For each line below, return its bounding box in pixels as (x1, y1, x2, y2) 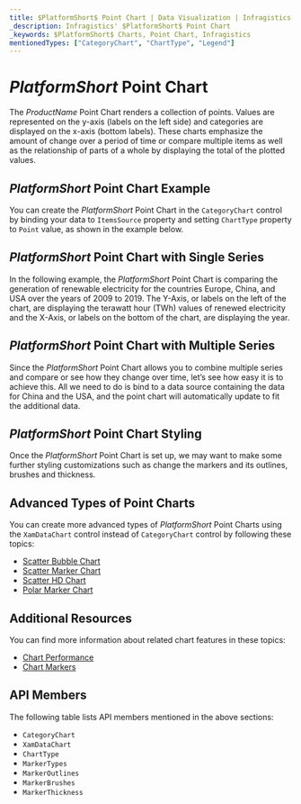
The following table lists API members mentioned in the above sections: (9, 711, 274, 722)
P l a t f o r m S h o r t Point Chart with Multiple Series (9, 339, 276, 354)
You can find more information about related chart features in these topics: (9, 635, 286, 646)
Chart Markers (22, 662, 76, 673)
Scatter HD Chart (22, 575, 87, 586)
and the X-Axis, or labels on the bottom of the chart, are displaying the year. (9, 312, 290, 322)
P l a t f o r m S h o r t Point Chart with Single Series (9, 249, 265, 266)
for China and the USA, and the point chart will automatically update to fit (9, 391, 280, 402)
